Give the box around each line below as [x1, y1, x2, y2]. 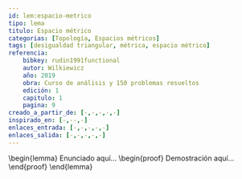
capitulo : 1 [23, 94, 63, 102]
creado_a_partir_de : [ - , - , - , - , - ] [8, 109, 121, 117]
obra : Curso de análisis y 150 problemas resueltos [23, 79, 199, 87]
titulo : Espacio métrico [8, 26, 92, 35]
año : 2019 [23, 71, 56, 79]
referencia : [8, 49, 48, 57]
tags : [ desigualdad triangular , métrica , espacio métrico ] [8, 42, 211, 50]
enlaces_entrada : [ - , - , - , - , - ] [8, 124, 110, 132]
